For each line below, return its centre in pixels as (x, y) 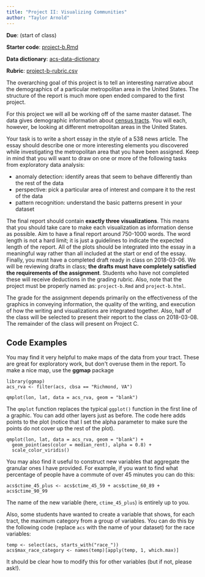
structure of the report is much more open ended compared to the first (95, 95)
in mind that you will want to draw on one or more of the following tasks (96, 158)
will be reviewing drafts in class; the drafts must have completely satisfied (102, 266)
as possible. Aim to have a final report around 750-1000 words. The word (99, 233)
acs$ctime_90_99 (27, 491)
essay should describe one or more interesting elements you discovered (97, 145)
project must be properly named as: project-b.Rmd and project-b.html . (96, 285)
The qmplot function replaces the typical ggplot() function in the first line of (102, 409)
